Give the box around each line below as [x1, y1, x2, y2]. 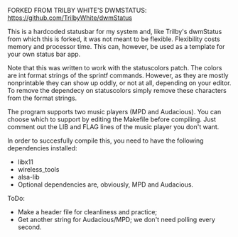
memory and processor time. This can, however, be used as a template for [7, 43, 225, 50]
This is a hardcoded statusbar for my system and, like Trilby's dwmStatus [7, 28, 222, 35]
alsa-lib [17, 173, 40, 181]
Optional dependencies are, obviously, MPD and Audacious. [17, 180, 194, 189]
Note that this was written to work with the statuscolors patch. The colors [7, 64, 222, 72]
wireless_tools [17, 165, 60, 173]
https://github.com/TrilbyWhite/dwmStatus [7, 13, 133, 22]
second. [17, 223, 42, 231]
